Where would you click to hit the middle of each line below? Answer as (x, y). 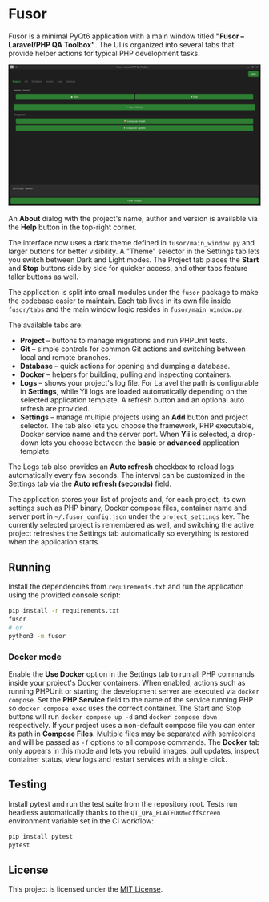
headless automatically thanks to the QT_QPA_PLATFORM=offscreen (114, 812)
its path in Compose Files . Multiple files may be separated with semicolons (132, 734)
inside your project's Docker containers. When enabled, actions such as (127, 683)
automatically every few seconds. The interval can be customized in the (127, 475)
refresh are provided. (55, 409)
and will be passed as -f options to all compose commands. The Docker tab (134, 742)
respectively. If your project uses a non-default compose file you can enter (132, 726)
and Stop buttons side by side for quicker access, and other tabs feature (128, 269)
